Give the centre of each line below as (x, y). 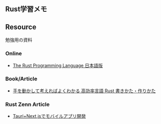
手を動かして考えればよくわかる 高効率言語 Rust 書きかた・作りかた (84, 91)
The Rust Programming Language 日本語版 (58, 65)
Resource (21, 27)
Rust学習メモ (26, 9)
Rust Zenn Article (28, 104)
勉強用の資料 (19, 40)
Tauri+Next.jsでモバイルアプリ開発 (49, 116)
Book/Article (21, 79)
